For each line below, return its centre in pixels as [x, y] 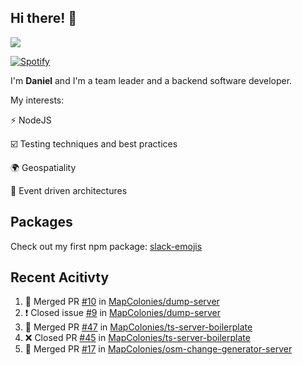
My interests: [37, 100]
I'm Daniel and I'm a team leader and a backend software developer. [151, 80]
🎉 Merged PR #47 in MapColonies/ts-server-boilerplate [138, 327]
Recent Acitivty [60, 277]
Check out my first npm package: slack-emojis [106, 246]
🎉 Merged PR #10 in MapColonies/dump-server [122, 302]
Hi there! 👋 [44, 18]
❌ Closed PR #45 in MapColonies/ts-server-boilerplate [137, 338]
